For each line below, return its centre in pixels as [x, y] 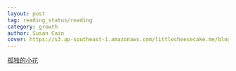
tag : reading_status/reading [50, 20]
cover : [17, 40]
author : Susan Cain [36, 33]
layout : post [26, 14]
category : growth [33, 26]
